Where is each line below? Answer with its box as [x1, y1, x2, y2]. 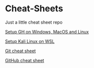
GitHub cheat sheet [5, 57, 45, 63]
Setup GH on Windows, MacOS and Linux [5, 29, 89, 34]
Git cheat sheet [5, 48, 36, 54]
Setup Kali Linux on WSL [5, 38, 55, 44]
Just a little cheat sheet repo [5, 19, 63, 25]
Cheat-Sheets [5, 3, 64, 14]
